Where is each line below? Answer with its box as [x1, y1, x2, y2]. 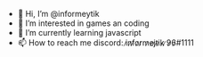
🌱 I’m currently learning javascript [17, 28, 142, 37]
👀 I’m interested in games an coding [17, 18, 150, 28]
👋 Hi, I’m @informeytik [17, 9, 100, 19]
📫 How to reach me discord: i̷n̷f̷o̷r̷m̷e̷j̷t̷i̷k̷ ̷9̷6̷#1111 [17, 37, 194, 48]
